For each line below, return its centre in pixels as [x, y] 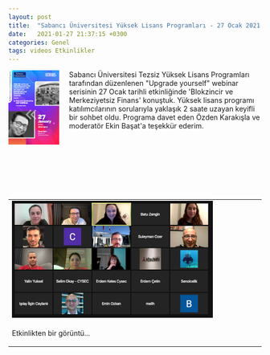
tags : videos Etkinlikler [51, 51]
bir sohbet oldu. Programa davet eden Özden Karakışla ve [164, 117]
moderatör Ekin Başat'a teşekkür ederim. [136, 126]
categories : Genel [39, 43]
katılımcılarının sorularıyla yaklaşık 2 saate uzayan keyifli [162, 109]
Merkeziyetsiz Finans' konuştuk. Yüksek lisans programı [162, 100]
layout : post [30, 17]
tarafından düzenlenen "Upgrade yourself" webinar [153, 84]
